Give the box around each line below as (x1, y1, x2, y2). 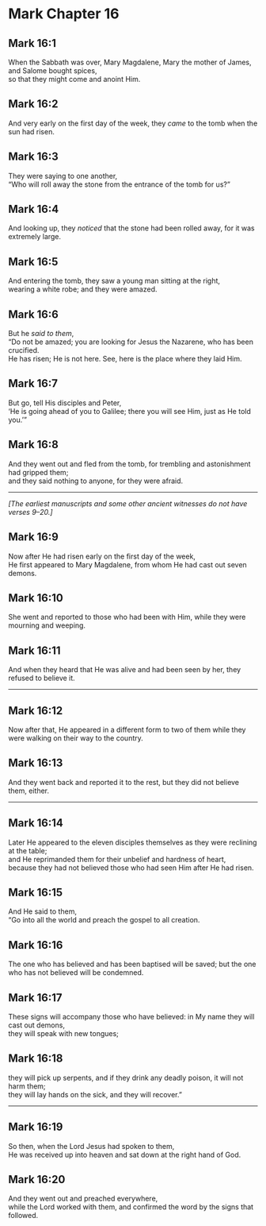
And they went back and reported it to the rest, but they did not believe (8, 777, 240, 787)
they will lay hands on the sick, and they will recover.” (8, 1089, 182, 1099)
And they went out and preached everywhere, (8, 1193, 158, 1204)
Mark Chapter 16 (8, 5, 120, 23)
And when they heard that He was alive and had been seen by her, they (8, 665, 241, 675)
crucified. (8, 346, 40, 355)
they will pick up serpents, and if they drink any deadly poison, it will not (8, 1073, 244, 1082)
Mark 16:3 (8, 150, 59, 164)
